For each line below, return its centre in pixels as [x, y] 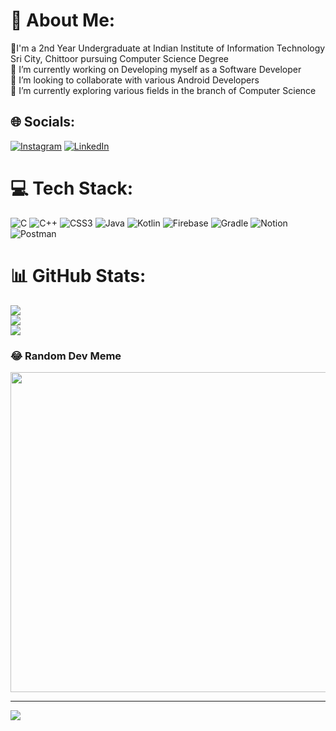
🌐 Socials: [43, 122]
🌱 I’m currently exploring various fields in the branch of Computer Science [163, 90]
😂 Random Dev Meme [66, 356]
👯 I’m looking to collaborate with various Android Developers [135, 80]
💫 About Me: [63, 20]
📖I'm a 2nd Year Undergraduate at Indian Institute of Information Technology [168, 48]
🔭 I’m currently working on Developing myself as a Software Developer [156, 69]
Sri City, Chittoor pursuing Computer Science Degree [119, 58]
